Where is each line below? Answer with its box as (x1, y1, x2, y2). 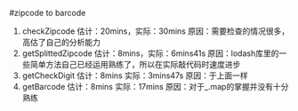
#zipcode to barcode (9, 8, 86, 18)
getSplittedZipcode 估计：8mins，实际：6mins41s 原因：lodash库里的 (21, 48, 279, 59)
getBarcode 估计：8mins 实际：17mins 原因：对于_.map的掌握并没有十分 (21, 82, 289, 91)
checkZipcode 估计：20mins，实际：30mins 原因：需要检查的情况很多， (21, 26, 290, 36)
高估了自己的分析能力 (21, 37, 101, 47)
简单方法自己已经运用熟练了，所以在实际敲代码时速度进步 (29, 59, 241, 69)
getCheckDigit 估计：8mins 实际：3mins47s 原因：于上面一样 (21, 70, 249, 81)
